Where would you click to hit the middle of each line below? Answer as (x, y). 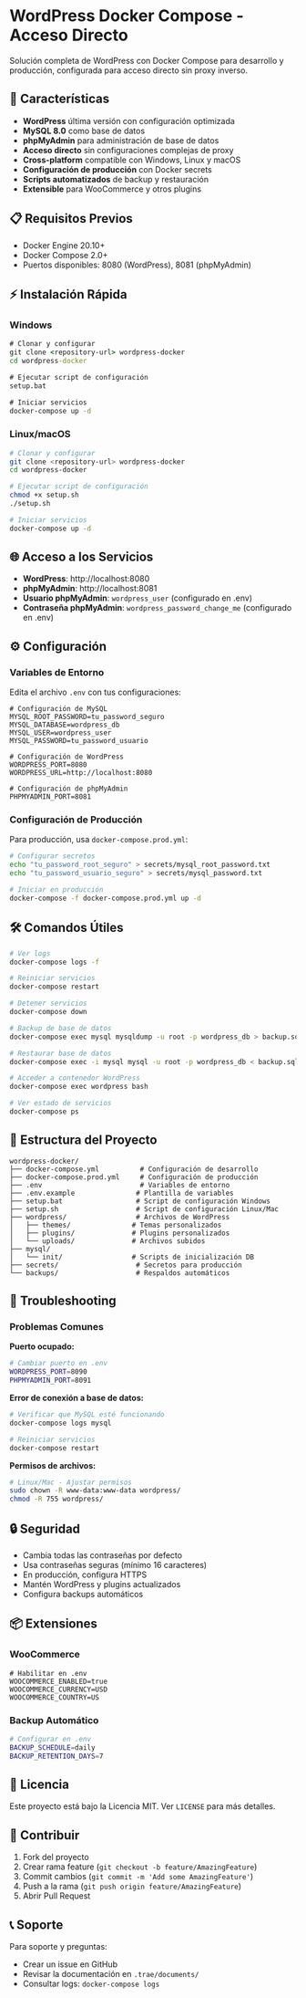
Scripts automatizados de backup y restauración (116, 179)
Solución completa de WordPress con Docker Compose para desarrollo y (147, 60)
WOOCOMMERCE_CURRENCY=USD (58, 1689)
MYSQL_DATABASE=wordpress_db (65, 725)
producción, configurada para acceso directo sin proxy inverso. (129, 70)
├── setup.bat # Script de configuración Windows (140, 1201)
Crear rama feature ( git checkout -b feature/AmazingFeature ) (140, 1867)
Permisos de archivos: (53, 1465)
